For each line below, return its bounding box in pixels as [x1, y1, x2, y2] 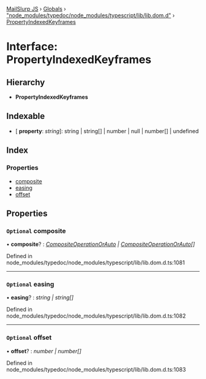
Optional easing [6, 280, 55, 289]
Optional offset [6, 334, 52, 342]
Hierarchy [6, 77, 45, 88]
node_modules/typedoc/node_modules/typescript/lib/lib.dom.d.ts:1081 [6, 259, 185, 266]
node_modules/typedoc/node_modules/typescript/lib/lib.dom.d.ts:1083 [6, 366, 186, 373]
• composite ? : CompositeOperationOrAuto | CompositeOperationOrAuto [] [6, 240, 195, 248]
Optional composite [6, 226, 66, 235]
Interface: [6, 40, 58, 54]
